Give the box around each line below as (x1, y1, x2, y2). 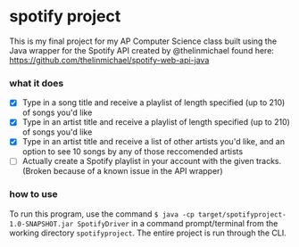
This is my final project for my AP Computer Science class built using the (9, 36, 278, 46)
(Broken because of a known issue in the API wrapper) (21, 166, 223, 177)
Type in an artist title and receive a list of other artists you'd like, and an (21, 136, 286, 147)
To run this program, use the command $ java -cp (9, 208, 195, 219)
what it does (9, 77, 64, 89)
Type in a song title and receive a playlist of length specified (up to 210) (21, 97, 286, 108)
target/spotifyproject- (197, 210, 287, 219)
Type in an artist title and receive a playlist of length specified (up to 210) (21, 117, 290, 128)
